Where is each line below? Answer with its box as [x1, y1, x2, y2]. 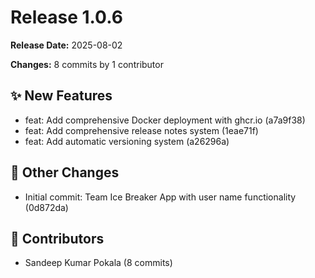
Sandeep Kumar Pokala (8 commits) [24, 257, 173, 269]
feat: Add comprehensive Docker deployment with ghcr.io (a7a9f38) [24, 114, 306, 126]
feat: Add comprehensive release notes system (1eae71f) [24, 124, 259, 136]
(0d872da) [24, 201, 69, 213]
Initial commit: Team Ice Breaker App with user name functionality [24, 191, 297, 203]
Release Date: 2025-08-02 [10, 39, 123, 51]
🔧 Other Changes [10, 164, 120, 181]
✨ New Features [10, 87, 113, 105]
